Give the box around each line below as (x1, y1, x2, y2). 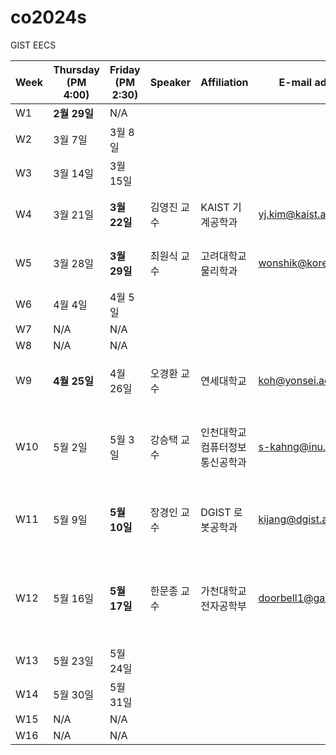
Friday (109, 62, 141, 76)
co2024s (10, 6, 87, 29)
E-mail (278, 75, 313, 89)
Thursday (53, 62, 100, 76)
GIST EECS (10, 39, 57, 51)
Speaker (149, 75, 192, 89)
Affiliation (200, 75, 249, 89)
